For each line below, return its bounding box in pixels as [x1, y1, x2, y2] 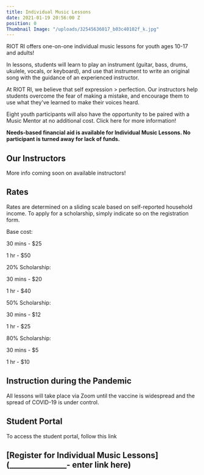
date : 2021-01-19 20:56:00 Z [6, 15, 80, 21]
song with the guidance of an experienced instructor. [6, 74, 139, 81]
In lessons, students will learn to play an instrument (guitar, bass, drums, [6, 61, 188, 68]
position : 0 [6, 20, 37, 26]
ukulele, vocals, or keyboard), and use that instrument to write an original [6, 68, 190, 75]
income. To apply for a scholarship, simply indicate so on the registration [6, 209, 189, 217]
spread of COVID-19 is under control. [6, 398, 99, 406]
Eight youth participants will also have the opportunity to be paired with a [6, 111, 190, 118]
